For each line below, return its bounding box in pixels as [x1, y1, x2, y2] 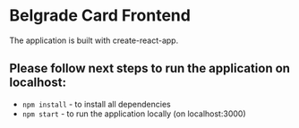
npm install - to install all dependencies [21, 98, 172, 109]
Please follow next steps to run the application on [9, 61, 291, 76]
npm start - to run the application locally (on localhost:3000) [21, 108, 246, 119]
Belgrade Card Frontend [9, 5, 191, 26]
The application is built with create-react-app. [9, 35, 179, 46]
